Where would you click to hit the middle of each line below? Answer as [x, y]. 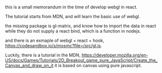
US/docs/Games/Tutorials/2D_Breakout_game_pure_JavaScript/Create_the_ [81, 60]
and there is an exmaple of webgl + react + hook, [55, 40]
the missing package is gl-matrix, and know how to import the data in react [81, 26]
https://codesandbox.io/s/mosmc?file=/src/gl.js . [54, 46]
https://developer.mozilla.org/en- [115, 55]
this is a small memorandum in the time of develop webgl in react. [71, 7]
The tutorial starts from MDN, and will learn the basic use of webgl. [73, 16]
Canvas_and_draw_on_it [29, 65]
